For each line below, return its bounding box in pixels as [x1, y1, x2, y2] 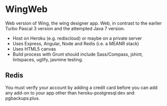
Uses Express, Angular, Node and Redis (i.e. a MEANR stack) [12, 40, 139, 46]
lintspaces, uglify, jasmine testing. [12, 56, 83, 62]
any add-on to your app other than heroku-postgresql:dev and [5, 89, 135, 96]
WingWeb [5, 4, 48, 15]
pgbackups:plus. [5, 95, 40, 101]
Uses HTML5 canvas [12, 46, 57, 52]
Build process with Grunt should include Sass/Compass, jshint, [12, 51, 143, 57]
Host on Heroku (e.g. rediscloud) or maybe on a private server [12, 35, 142, 41]
